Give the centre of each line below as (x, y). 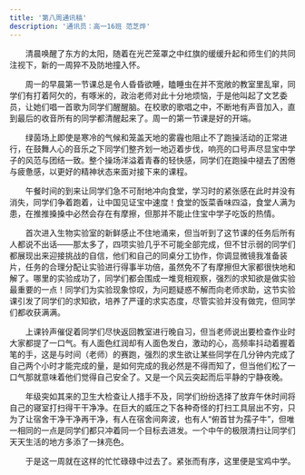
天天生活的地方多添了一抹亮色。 (69, 441)
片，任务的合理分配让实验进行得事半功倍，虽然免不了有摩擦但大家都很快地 (148, 267)
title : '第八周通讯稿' (48, 18)
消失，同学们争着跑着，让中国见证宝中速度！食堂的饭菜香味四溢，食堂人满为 (152, 202)
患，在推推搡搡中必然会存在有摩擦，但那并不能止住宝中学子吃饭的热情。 (144, 213)
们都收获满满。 (37, 312)
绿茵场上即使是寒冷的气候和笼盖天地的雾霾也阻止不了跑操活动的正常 (152, 137)
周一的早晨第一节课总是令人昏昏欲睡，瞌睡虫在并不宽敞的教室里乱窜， (156, 84)
